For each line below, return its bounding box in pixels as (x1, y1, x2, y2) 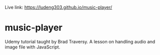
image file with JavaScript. (5, 44, 60, 50)
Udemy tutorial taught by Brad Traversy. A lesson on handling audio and (5, 38, 155, 44)
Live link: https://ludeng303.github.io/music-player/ (5, 5, 112, 10)
